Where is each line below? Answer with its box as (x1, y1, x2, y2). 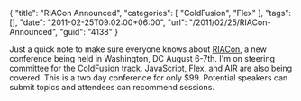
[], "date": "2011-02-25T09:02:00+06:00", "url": (9, 17, 187, 28)
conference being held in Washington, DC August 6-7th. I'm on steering (9, 54, 276, 63)
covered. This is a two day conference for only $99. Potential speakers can (9, 72, 288, 83)
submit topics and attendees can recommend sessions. (9, 82, 214, 92)
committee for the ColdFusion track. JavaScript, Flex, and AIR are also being (9, 63, 293, 73)
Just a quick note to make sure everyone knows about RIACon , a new (9, 44, 268, 55)
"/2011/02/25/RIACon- (188, 17, 271, 28)
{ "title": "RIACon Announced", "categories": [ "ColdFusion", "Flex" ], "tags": (9, 8, 291, 18)
